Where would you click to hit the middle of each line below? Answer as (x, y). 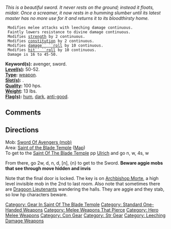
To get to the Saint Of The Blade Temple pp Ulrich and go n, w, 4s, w (77, 153)
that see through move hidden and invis (48, 169)
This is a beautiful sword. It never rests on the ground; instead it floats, (80, 7)
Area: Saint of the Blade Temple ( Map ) (45, 148)
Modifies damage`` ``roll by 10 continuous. (55, 45)
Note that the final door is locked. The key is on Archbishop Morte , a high (82, 178)
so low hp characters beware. (36, 195)
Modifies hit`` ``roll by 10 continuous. (52, 50)
